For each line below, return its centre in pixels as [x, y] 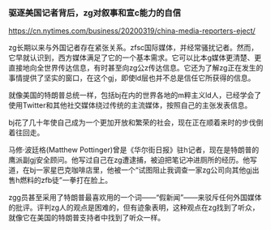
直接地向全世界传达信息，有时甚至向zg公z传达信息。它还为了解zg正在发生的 [136, 68]
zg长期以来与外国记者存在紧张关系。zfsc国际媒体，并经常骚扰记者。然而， [133, 48]
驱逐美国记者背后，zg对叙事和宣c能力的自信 [95, 12]
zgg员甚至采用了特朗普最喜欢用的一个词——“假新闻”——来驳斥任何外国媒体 [135, 198]
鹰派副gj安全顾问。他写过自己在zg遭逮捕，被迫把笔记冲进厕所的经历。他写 [133, 160]
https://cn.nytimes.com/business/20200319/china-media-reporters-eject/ [132, 31]
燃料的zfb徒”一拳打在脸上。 [66, 181]
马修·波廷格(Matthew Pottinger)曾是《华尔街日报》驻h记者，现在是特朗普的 [134, 150]
